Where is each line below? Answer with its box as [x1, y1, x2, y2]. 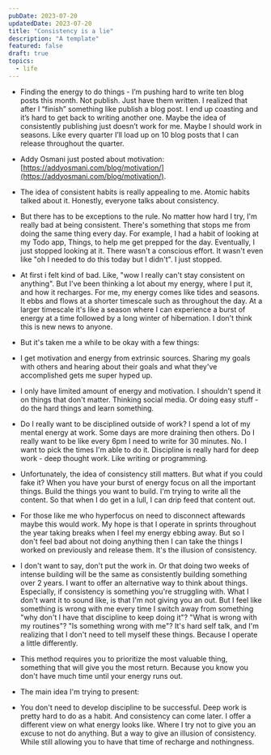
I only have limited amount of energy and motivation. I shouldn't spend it [19, 386, 261, 395]
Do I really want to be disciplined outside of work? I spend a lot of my [19, 419, 251, 429]
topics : [8, 58, 35, 66]
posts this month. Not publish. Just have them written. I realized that [19, 95, 248, 105]
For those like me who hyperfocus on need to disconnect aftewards [19, 510, 246, 520]
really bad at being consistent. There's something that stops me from [19, 220, 251, 229]
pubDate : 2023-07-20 [8, 11, 78, 20]
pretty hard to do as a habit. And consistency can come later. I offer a [19, 710, 252, 721]
